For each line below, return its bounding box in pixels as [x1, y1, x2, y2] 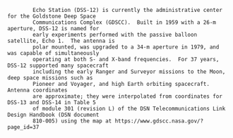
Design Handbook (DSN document [7, 111, 100, 118]
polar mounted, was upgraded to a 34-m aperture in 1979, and [32, 44, 220, 51]
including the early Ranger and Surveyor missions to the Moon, [32, 68, 226, 75]
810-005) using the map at [32, 118, 112, 125]
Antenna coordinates [7, 87, 68, 94]
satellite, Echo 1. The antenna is [7, 37, 115, 44]
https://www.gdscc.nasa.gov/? [114, 118, 203, 125]
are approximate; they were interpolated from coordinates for [32, 93, 222, 100]
